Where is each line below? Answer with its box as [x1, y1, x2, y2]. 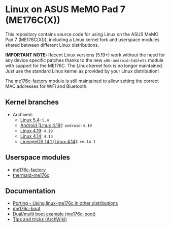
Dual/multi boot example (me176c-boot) [12, 211, 96, 217]
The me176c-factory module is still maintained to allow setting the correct [5, 78, 159, 84]
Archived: [12, 111, 33, 117]
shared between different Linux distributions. [5, 42, 99, 48]
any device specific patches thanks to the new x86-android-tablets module [5, 57, 164, 63]
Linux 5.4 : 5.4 [20, 117, 49, 123]
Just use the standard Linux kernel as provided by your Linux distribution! [5, 68, 159, 74]
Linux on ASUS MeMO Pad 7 [5, 4, 126, 15]
